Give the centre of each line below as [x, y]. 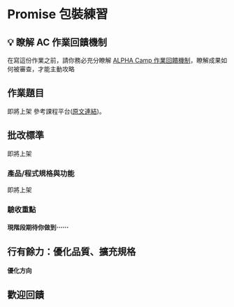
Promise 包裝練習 [58, 14]
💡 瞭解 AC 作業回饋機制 [57, 42]
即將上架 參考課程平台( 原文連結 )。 [57, 111]
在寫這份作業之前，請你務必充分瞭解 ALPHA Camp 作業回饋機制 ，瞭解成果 [114, 60]
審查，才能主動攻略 [47, 69]
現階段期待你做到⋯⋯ [38, 227]
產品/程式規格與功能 [41, 173]
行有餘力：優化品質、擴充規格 [72, 252]
